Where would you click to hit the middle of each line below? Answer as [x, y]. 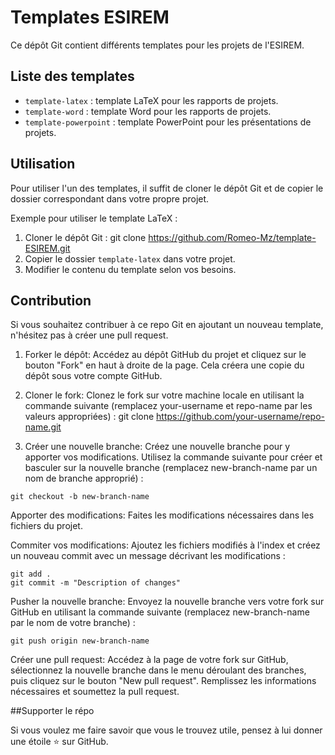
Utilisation [43, 164]
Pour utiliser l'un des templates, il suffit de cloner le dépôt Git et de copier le [167, 188]
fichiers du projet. [46, 526]
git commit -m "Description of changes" [96, 583]
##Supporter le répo [52, 711]
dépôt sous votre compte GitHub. [93, 376]
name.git [43, 427]
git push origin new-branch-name [80, 641]
